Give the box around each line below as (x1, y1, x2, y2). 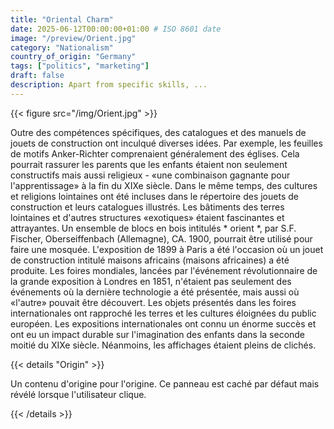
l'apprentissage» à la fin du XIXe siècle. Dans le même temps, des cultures (10, 179, 318, 191)
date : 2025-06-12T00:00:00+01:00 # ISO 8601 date (10, 24, 222, 34)
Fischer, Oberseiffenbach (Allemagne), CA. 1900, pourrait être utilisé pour (10, 232, 313, 245)
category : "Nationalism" (10, 42, 114, 53)
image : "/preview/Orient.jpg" (10, 33, 137, 43)
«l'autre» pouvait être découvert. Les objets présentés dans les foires (10, 296, 297, 308)
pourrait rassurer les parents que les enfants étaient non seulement (10, 158, 288, 170)
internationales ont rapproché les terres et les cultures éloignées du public (10, 307, 317, 319)
